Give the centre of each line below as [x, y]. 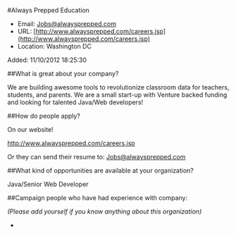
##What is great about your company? [63, 74]
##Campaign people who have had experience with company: [98, 198]
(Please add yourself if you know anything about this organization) [105, 211]
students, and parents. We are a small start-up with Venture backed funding [117, 95]
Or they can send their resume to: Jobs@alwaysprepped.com [97, 157]
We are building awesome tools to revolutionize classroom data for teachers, [118, 87]
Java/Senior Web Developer [48, 184]
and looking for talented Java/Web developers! [75, 102]
